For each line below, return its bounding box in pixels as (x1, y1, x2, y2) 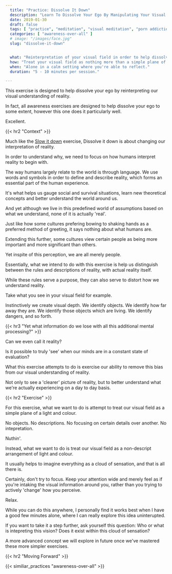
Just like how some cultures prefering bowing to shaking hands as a (5, 221, 149, 227)
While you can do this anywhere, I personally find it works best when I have (5, 507, 165, 513)
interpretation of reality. (5, 144, 55, 150)
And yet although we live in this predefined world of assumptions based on (5, 205, 164, 212)
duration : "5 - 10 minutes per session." (10, 69, 100, 74)
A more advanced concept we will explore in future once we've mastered (5, 538, 160, 544)
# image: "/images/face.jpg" (10, 36, 72, 42)
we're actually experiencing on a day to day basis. (5, 385, 111, 391)
